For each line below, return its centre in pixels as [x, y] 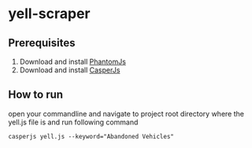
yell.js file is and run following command [73, 122]
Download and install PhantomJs [72, 61]
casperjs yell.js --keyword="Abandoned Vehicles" [91, 136]
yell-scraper [49, 14]
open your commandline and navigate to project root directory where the [126, 113]
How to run [36, 95]
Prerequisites [42, 43]
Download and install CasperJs [70, 70]
